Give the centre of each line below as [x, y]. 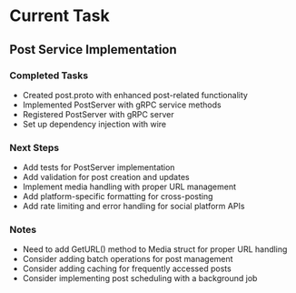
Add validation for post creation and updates [106, 177]
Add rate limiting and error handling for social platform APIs [133, 207]
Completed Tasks [49, 76]
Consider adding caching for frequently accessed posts [127, 268]
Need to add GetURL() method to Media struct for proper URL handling [155, 249]
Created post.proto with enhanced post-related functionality [135, 95]
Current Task [60, 16]
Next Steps [35, 147]
